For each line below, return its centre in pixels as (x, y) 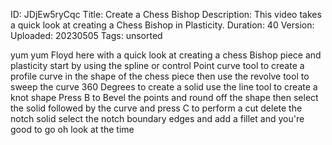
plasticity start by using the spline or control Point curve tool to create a (157, 65)
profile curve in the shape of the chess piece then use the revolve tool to (160, 76)
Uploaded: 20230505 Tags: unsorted (86, 35)
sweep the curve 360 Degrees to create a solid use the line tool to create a (164, 87)
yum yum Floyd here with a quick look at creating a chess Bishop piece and (166, 55)
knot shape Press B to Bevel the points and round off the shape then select (164, 97)
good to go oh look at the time (72, 129)
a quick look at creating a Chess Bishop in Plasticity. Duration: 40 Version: (162, 25)
